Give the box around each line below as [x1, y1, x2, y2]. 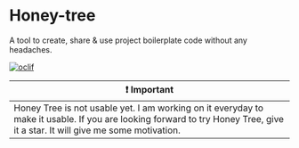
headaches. [9, 44, 53, 54]
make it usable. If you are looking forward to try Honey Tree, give [13, 112, 285, 125]
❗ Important [125, 83, 174, 95]
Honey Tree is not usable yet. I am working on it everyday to [13, 102, 264, 114]
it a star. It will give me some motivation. [13, 124, 181, 136]
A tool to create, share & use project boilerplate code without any [9, 35, 247, 45]
